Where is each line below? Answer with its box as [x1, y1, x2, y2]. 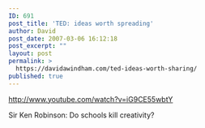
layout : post [8, 49, 53, 58]
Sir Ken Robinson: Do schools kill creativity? [8, 110, 155, 120]
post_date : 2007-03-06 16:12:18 [8, 34, 117, 43]
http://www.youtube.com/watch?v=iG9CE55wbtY [8, 94, 173, 104]
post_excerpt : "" [8, 42, 67, 50]
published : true [8, 72, 63, 80]
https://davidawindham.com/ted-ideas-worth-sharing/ [15, 65, 198, 73]
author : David [8, 27, 57, 35]
